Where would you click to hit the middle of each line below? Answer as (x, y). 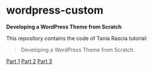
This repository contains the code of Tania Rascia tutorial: (77, 38)
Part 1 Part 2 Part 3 (29, 61)
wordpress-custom (55, 10)
